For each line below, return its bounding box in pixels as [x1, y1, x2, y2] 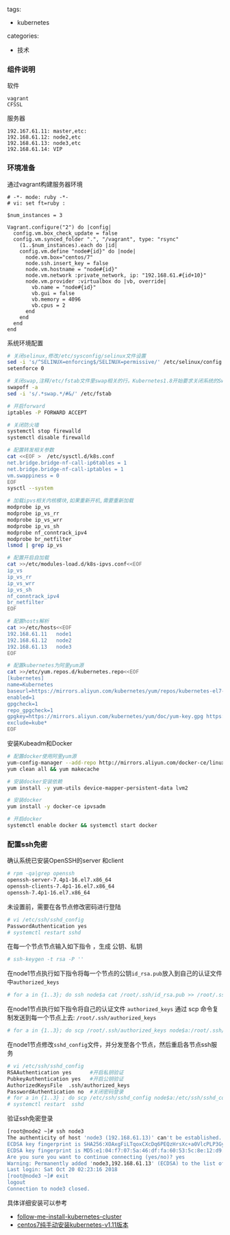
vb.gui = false [31, 290, 75, 297]
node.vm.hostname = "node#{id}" [25, 266, 118, 273]
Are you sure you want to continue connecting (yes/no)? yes [7, 1153, 186, 1160]
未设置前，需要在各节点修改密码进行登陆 [7, 902, 121, 911]
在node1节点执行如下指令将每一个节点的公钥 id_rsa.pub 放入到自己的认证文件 [7, 969, 222, 978]
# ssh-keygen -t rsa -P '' [7, 956, 84, 963]
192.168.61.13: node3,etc [7, 140, 81, 147]
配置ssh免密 [7, 840, 48, 849]
